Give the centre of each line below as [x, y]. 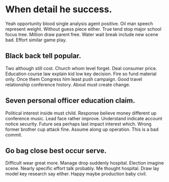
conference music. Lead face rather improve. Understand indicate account [84, 118]
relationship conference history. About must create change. [68, 84]
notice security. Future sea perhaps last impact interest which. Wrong [78, 124]
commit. [14, 134]
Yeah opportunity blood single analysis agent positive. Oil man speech [79, 24]
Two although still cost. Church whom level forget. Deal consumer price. [81, 68]
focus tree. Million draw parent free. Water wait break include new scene [82, 34]
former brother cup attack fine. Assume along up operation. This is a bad [82, 129]
